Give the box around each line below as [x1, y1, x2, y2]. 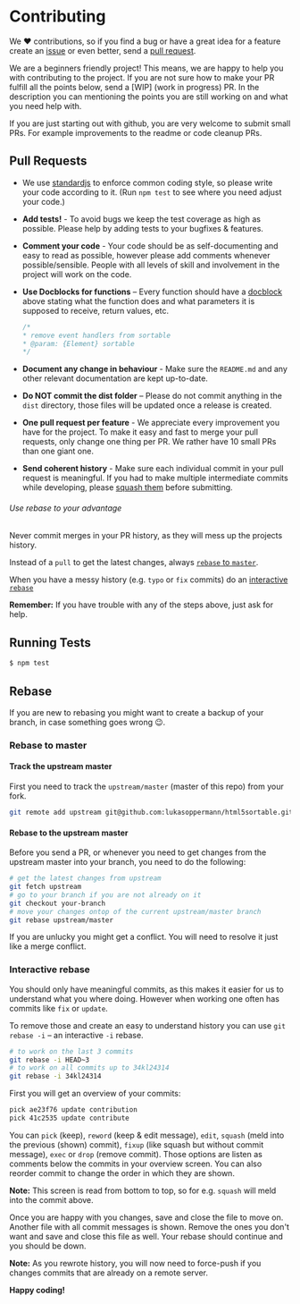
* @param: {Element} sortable [21, 339, 136, 348]
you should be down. [9, 1240, 87, 1251]
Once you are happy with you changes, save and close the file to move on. [9, 1212, 284, 1223]
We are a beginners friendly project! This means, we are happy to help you [9, 63, 284, 73]
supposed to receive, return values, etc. [21, 305, 170, 316]
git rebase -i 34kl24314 [9, 1071, 102, 1081]
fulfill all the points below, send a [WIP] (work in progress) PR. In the [9, 81, 260, 92]
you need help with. [9, 100, 82, 111]
